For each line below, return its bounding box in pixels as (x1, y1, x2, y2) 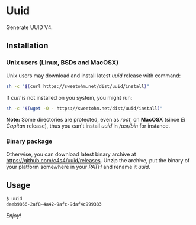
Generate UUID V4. (6, 24, 53, 31)
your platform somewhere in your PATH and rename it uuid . (6, 163, 151, 170)
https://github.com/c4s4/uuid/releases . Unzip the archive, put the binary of (6, 156, 190, 164)
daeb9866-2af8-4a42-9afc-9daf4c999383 (6, 201, 102, 207)
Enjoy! (6, 212, 22, 219)
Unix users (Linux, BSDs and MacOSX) (6, 58, 119, 67)
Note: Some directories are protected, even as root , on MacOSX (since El (6, 116, 185, 123)
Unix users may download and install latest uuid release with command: (6, 72, 181, 79)
